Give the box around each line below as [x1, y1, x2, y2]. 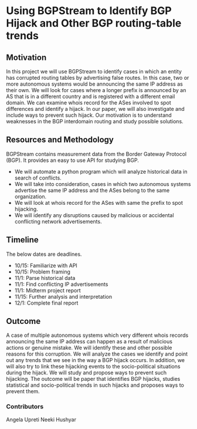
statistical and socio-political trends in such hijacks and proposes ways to [6, 381, 185, 389]
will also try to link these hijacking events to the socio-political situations [6, 363, 181, 370]
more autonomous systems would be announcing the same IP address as [6, 80, 183, 87]
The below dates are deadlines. [6, 251, 82, 258]
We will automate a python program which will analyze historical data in [14, 168, 188, 175]
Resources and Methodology [6, 135, 114, 145]
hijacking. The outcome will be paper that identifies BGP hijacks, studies [6, 376, 181, 383]
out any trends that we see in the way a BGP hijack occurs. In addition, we [6, 357, 185, 364]
